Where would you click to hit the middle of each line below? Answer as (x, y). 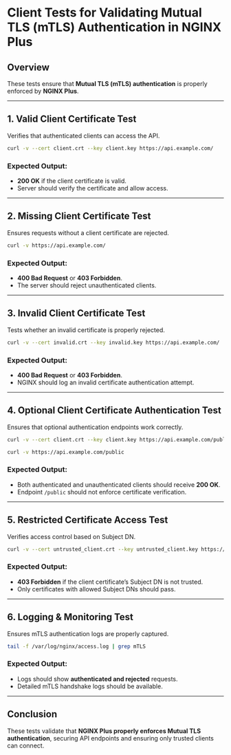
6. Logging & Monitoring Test (70, 617)
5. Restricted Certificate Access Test (88, 520)
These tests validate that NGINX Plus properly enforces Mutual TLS (104, 731)
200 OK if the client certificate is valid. (72, 181)
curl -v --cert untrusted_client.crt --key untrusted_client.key (102, 549)
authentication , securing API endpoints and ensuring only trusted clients (111, 738)
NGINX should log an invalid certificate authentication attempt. (106, 382)
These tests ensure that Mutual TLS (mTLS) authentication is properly (107, 84)
